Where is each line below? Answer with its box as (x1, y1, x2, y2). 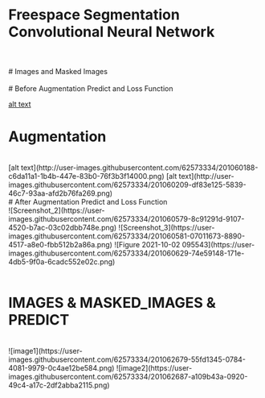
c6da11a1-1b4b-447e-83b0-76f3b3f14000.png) (8, 171, 165, 180)
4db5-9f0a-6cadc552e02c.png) (8, 256, 116, 267)
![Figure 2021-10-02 (113, 239, 181, 249)
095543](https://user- (181, 239, 255, 249)
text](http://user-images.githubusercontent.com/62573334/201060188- (21, 163, 259, 172)
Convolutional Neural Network (8, 23, 215, 41)
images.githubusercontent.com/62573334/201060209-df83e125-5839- (8, 180, 247, 189)
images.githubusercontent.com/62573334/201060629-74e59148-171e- (8, 248, 245, 258)
